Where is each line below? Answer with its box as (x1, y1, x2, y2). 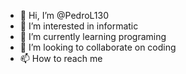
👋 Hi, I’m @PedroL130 (19, 10, 110, 21)
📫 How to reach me (19, 53, 103, 64)
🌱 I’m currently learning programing (19, 31, 167, 42)
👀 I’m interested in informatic (19, 20, 139, 32)
